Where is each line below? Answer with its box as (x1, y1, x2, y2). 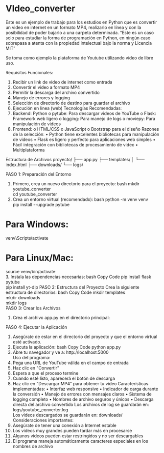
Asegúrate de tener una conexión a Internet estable (12, 422, 117, 428)
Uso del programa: (12, 354, 50, 360)
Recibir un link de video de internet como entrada (12, 79, 113, 85)
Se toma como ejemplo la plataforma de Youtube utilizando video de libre (5, 55, 154, 60)
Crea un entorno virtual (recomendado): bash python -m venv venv (12, 196, 148, 202)
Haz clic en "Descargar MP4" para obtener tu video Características (12, 380, 149, 386)
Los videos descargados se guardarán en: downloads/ (12, 412, 123, 418)
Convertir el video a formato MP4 (12, 84, 80, 90)
